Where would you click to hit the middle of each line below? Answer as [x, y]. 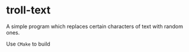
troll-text [28, 10]
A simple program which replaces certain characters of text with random [95, 26]
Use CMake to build [28, 44]
